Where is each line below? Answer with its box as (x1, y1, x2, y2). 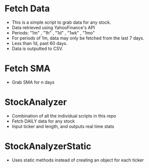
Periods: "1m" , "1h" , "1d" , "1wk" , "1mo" (11, 30, 95, 36)
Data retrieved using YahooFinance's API (11, 24, 95, 30)
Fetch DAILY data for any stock (11, 118, 75, 124)
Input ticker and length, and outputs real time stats (11, 123, 114, 129)
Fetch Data (4, 3, 50, 14)
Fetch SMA (4, 63, 51, 74)
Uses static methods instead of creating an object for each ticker (11, 157, 144, 163)
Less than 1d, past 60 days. (11, 40, 68, 46)
